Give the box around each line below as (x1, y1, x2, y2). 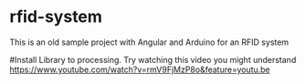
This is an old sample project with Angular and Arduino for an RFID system (9, 37, 289, 47)
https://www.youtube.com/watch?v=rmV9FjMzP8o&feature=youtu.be (9, 64, 271, 75)
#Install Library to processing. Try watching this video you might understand (9, 54, 297, 65)
